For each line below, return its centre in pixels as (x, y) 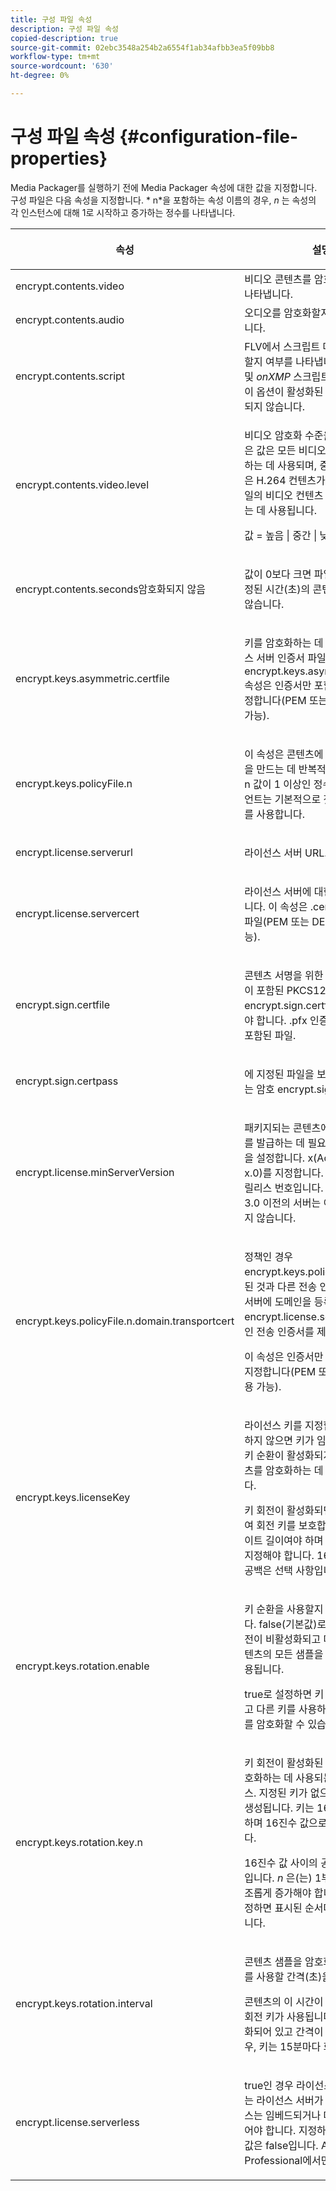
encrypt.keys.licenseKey (73, 1497)
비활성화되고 (293, 1639)
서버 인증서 (281, 658)
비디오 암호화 (273, 435)
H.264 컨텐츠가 (291, 480)
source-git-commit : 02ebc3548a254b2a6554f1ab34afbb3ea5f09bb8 (142, 47)
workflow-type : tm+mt (55, 57)
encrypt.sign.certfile (62, 1004)
